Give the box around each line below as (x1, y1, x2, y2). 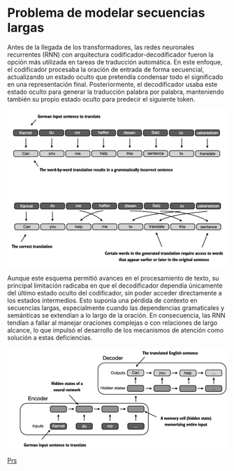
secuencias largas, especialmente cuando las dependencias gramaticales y (7, 304, 225, 312)
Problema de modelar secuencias (7, 5, 205, 21)
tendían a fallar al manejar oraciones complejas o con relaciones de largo (7, 318, 218, 327)
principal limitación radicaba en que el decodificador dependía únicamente (7, 281, 223, 290)
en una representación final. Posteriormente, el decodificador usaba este (7, 80, 218, 88)
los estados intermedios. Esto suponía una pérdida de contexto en (7, 296, 198, 305)
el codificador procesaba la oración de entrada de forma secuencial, (7, 65, 205, 73)
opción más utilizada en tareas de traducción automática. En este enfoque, (7, 57, 223, 66)
